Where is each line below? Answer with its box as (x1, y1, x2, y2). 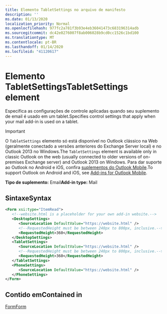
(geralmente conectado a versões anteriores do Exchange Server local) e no (5, 143, 162, 150)
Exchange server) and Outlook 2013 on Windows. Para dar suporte (25, 159, 162, 165)
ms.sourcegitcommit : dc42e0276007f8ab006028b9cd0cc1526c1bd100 (5, 30, 139, 35)
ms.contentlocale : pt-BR (5, 40, 57, 45)
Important (5, 128, 25, 135)
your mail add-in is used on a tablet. (5, 119, 79, 125)
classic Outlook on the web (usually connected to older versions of (5, 154, 142, 160)
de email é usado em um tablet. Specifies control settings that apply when (5, 113, 156, 120)
